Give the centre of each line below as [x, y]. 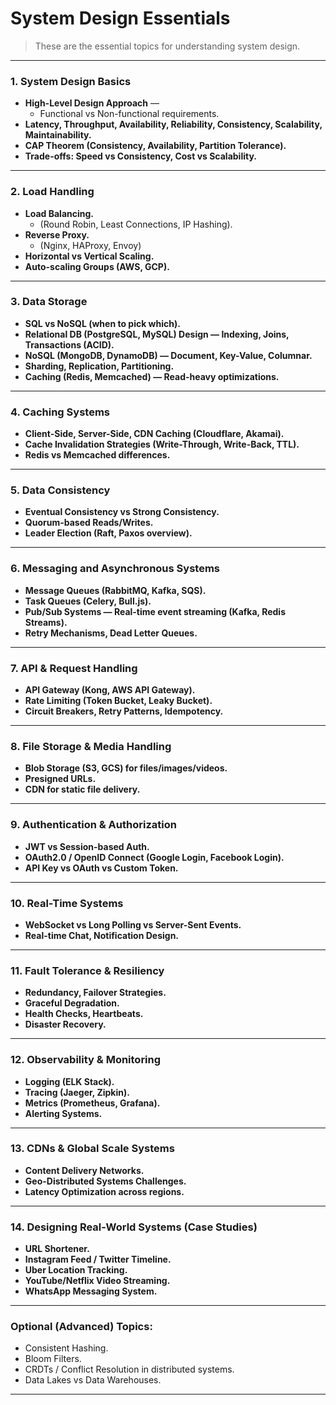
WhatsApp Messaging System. [91, 1291]
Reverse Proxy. [57, 234]
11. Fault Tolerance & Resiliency [87, 970]
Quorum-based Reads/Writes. [89, 523]
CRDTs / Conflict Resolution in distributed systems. [129, 1369]
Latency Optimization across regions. [104, 1191]
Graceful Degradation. [72, 1003]
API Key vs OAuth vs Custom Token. [101, 868]
